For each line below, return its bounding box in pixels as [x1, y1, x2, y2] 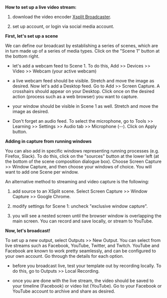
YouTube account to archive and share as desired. [12, 288, 115, 294]
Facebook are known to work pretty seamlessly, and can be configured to [5, 248, 157, 254]
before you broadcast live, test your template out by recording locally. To [12, 263, 162, 269]
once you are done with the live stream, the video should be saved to [12, 278, 154, 284]
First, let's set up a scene [5, 33, 58, 39]
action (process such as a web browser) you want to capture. [12, 94, 138, 99]
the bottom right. [5, 53, 40, 59]
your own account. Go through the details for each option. [5, 253, 124, 259]
